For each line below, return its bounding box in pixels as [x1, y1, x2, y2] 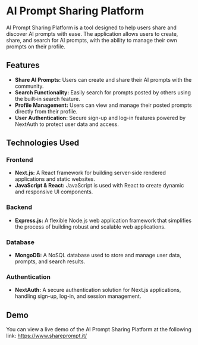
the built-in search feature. [14, 95, 80, 102]
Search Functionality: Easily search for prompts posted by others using [14, 88, 191, 96]
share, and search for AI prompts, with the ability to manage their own [6, 36, 177, 44]
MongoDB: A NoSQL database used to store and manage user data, [14, 252, 181, 259]
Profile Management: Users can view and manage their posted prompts [14, 101, 192, 109]
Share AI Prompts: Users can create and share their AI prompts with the [14, 76, 192, 83]
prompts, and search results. [14, 258, 86, 265]
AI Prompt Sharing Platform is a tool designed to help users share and [6, 24, 177, 31]
